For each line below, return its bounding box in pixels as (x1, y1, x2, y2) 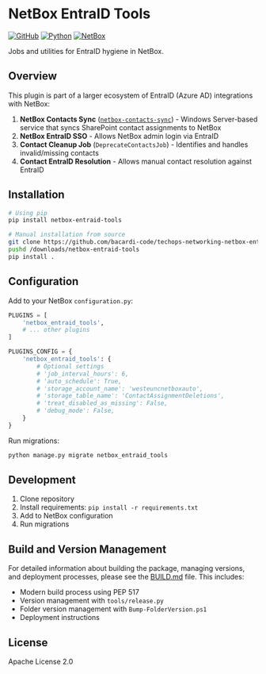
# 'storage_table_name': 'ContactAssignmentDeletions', (36, 392, 225, 400)
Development (8, 473, 77, 487)
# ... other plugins (22, 326, 90, 334)
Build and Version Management (8, 542, 167, 556)
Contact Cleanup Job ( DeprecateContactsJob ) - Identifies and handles (19, 140, 249, 149)
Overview (8, 69, 58, 83)
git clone (8, 238, 41, 246)
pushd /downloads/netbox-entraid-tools (8, 245, 140, 254)
